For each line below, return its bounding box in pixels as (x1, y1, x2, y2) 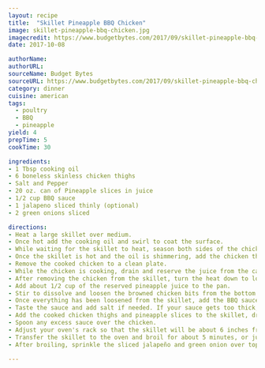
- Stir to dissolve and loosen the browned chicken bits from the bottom (8, 289, 256, 297)
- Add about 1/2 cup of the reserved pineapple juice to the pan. (8, 282, 231, 290)
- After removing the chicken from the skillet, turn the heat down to (8, 274, 248, 283)
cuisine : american (8, 92, 69, 100)
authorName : (8, 55, 47, 63)
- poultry (15, 107, 47, 115)
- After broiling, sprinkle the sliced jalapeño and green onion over (8, 340, 245, 348)
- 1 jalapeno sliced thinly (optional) (8, 201, 140, 209)
